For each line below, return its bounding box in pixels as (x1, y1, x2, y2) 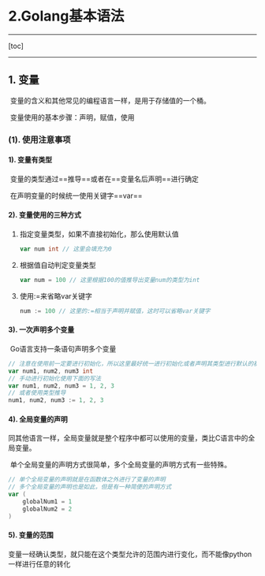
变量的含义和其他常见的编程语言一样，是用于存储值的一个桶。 (9, 95, 211, 105)
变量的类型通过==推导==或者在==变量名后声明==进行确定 (9, 174, 200, 184)
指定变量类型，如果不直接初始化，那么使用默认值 (19, 229, 179, 239)
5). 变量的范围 (8, 530, 54, 540)
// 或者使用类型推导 (8, 389, 66, 397)
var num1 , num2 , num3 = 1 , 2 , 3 (8, 381, 114, 390)
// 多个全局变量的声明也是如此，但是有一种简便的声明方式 (8, 483, 172, 491)
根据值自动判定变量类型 (19, 260, 96, 269)
